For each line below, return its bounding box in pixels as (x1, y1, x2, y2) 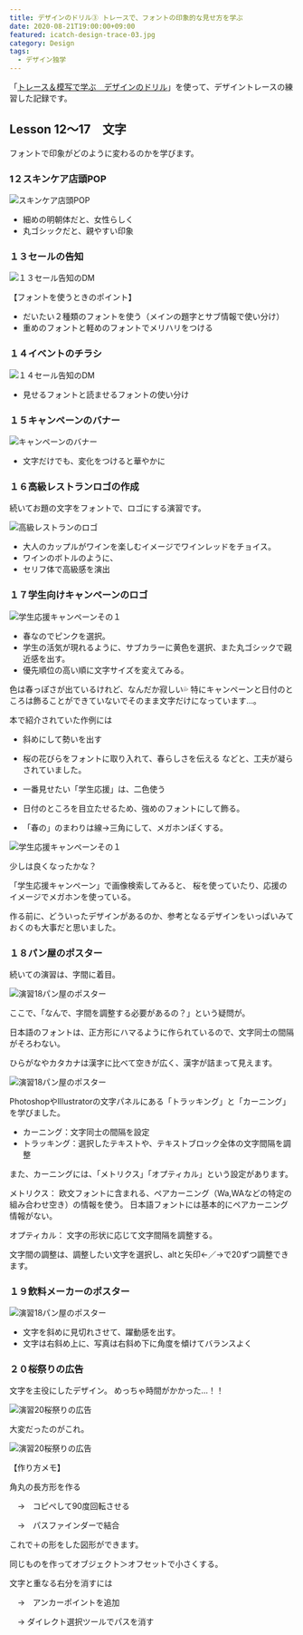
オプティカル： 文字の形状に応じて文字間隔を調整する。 (9, 1230, 218, 1241)
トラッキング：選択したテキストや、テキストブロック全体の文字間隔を (22, 1137, 284, 1148)
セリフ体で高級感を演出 (22, 564, 110, 575)
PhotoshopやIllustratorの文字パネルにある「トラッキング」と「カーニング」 (9, 1095, 291, 1106)
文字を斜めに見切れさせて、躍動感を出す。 (22, 1327, 181, 1338)
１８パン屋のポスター (9, 947, 103, 959)
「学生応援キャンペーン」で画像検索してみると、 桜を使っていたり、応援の (9, 880, 288, 890)
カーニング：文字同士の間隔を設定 (22, 1126, 150, 1137)
